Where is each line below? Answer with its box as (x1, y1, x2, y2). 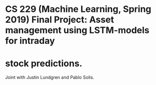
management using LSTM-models (5, 25, 150, 36)
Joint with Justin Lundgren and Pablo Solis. (5, 75, 94, 81)
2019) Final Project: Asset (5, 14, 114, 25)
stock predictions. (5, 58, 82, 69)
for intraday (5, 35, 55, 47)
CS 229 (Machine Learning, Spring (5, 3, 151, 15)
